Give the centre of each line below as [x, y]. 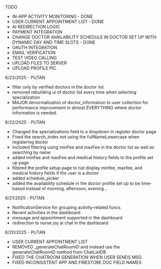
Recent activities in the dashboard [46, 213]
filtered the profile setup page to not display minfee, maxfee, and [77, 168]
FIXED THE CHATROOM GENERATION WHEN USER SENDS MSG [77, 257]
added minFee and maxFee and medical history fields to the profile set [83, 157]
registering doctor [30, 142]
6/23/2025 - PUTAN [25, 78]
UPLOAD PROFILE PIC [34, 68]
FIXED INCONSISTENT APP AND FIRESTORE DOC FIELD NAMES [77, 262]
